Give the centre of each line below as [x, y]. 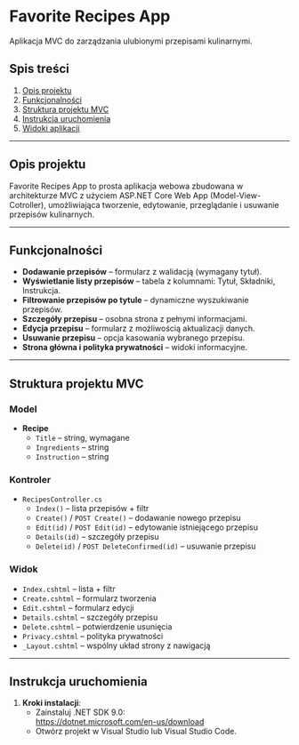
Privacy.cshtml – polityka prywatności [93, 636]
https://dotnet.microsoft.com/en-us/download [120, 722]
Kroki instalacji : [52, 703]
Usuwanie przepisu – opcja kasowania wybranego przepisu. [133, 338]
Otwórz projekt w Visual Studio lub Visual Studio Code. [136, 732]
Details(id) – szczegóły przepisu [97, 537]
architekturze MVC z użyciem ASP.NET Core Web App [109, 195]
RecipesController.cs [62, 500]
